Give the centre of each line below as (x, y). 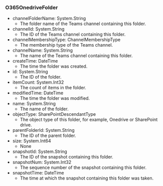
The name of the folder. (44, 109)
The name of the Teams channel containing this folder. (76, 56)
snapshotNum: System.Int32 (42, 162)
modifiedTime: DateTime (38, 93)
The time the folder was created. (54, 66)
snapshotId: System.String (40, 151)
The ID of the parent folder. (48, 136)
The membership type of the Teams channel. (66, 45)
